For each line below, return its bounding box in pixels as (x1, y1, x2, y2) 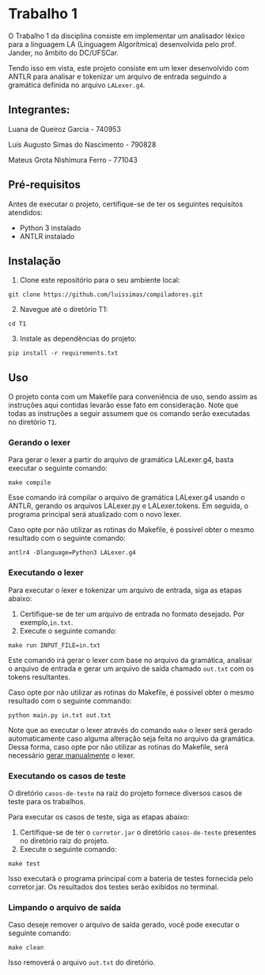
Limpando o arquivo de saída (8, 902, 121, 913)
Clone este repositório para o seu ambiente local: (19, 276, 180, 285)
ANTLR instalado (19, 231, 75, 241)
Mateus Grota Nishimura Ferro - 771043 (8, 155, 138, 164)
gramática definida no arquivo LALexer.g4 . (8, 80, 146, 90)
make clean (8, 944, 44, 952)
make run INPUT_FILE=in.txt (8, 641, 101, 649)
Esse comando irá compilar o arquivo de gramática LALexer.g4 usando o (8, 493, 245, 503)
